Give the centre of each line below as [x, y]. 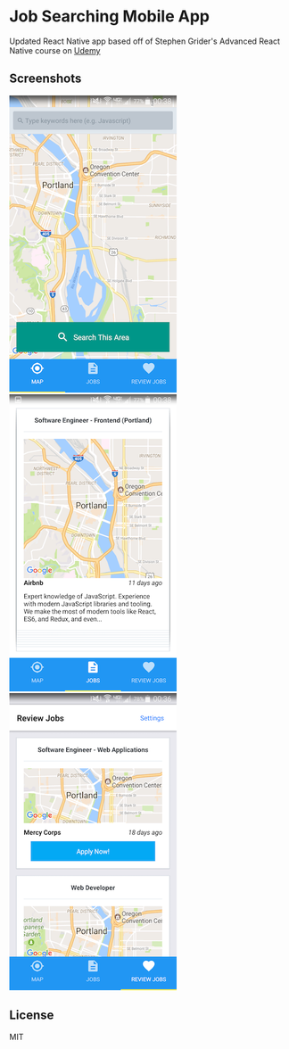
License [32, 1016]
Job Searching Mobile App [109, 17]
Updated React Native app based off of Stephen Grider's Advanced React [145, 41]
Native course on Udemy [55, 50]
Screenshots [45, 79]
